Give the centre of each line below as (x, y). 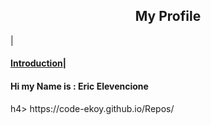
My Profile (168, 16)
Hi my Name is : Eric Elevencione (79, 86)
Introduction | (38, 63)
